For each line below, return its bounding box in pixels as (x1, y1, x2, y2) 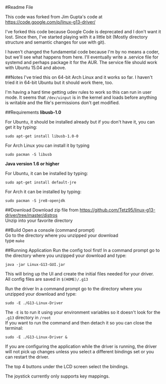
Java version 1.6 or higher (5, 161, 59, 167)
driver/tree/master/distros (5, 212, 58, 218)
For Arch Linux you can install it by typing (5, 142, 90, 148)
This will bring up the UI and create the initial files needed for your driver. (5, 271, 154, 277)
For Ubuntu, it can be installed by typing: (5, 171, 88, 176)
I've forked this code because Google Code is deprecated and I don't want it (5, 29, 161, 34)
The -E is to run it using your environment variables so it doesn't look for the (5, 310, 161, 315)
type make (5, 238, 25, 244)
